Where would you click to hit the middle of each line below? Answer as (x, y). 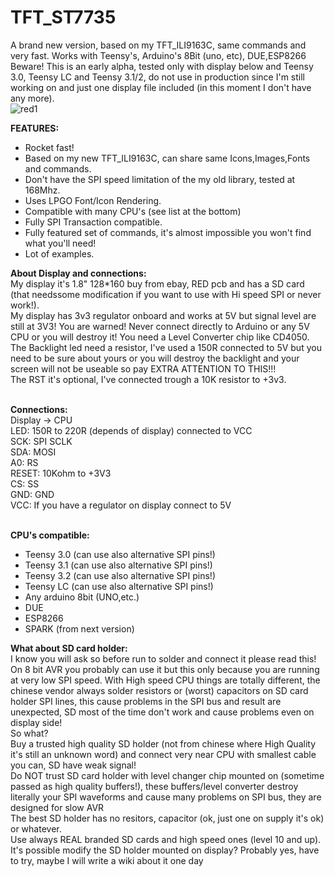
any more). (32, 98)
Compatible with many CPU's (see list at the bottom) (133, 211)
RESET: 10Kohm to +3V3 (61, 473)
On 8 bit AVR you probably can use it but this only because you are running (165, 669)
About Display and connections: (78, 273)
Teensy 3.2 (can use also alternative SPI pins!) (120, 575)
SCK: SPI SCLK (41, 441)
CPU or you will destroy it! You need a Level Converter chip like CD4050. (160, 337)
